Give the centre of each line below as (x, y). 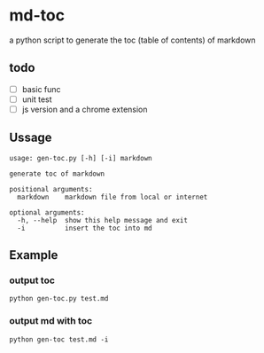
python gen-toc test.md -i (59, 339)
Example (34, 255)
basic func (41, 89)
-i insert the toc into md (85, 228)
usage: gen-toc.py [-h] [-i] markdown (81, 158)
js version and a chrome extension (85, 109)
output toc (32, 280)
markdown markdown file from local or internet (113, 197)
